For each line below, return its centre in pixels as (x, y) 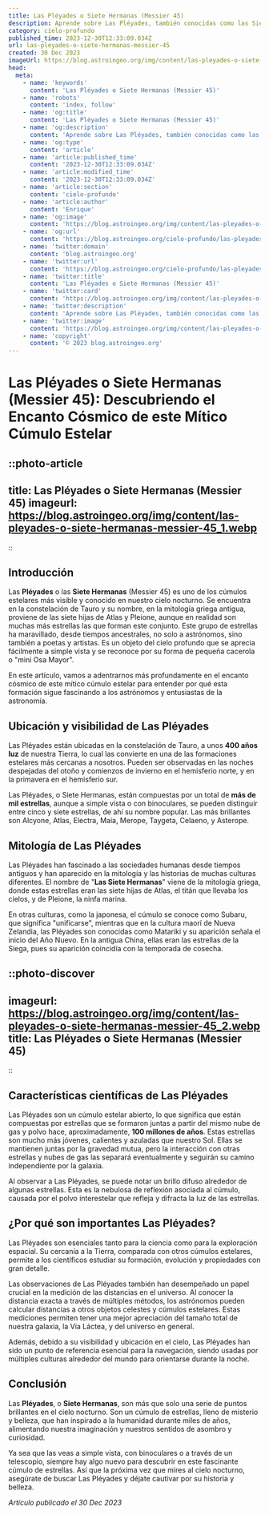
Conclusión (38, 1384)
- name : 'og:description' (66, 127)
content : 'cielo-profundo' (74, 194)
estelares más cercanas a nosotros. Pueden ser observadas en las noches (131, 762)
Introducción (41, 572)
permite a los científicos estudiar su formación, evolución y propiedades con (134, 1260)
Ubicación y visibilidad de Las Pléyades (109, 726)
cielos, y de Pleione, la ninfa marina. (68, 898)
